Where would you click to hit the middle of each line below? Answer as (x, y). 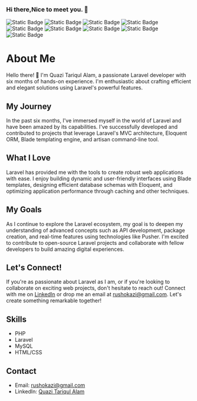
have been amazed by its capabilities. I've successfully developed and (92, 127)
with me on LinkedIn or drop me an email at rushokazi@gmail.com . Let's (94, 295)
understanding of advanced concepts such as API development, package (96, 230)
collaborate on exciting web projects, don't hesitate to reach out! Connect (96, 288)
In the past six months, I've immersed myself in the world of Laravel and (94, 121)
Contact (21, 371)
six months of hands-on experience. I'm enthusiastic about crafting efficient (98, 82)
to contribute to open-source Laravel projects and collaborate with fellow (95, 242)
